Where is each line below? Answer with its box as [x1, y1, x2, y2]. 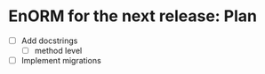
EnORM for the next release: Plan [8, 6, 257, 26]
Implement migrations [20, 55, 101, 66]
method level [34, 46, 83, 55]
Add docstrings [20, 35, 78, 46]
